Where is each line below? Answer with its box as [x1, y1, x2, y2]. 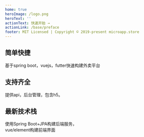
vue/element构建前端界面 [5, 127, 56, 133]
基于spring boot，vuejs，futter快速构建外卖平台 [5, 62, 101, 68]
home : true [5, 7, 27, 12]
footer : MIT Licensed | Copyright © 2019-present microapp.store [5, 30, 139, 34]
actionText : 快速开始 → [5, 20, 50, 26]
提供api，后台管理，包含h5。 [5, 91, 63, 97]
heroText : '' [5, 16, 31, 21]
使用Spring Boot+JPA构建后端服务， [5, 121, 77, 127]
